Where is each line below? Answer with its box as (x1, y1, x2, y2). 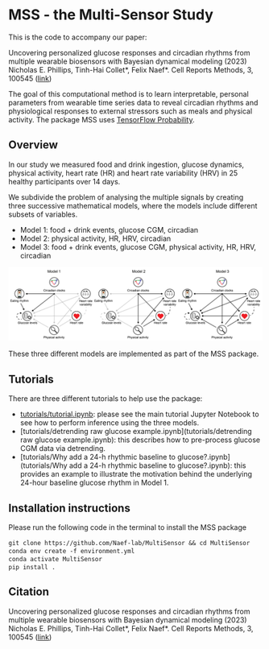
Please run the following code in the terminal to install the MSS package (8, 523, 247, 532)
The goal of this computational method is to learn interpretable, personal (8, 89, 250, 98)
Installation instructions (8, 501, 130, 515)
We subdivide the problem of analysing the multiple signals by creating (8, 192, 244, 202)
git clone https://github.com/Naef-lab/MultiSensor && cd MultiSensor (8, 539, 250, 548)
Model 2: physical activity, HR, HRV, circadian (19, 234, 172, 243)
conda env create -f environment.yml (8, 548, 135, 556)
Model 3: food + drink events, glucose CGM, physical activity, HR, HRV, (19, 242, 256, 251)
